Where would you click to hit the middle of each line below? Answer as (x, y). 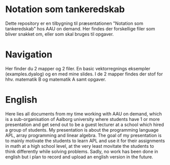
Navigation (29, 55)
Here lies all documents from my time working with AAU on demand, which (84, 114)
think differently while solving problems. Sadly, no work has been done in (82, 151)
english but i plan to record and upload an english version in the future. (79, 157)
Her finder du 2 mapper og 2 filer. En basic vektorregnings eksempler (78, 68)
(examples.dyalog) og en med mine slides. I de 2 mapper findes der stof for (84, 74)
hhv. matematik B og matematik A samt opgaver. (56, 79)
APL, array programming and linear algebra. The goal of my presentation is (83, 135)
